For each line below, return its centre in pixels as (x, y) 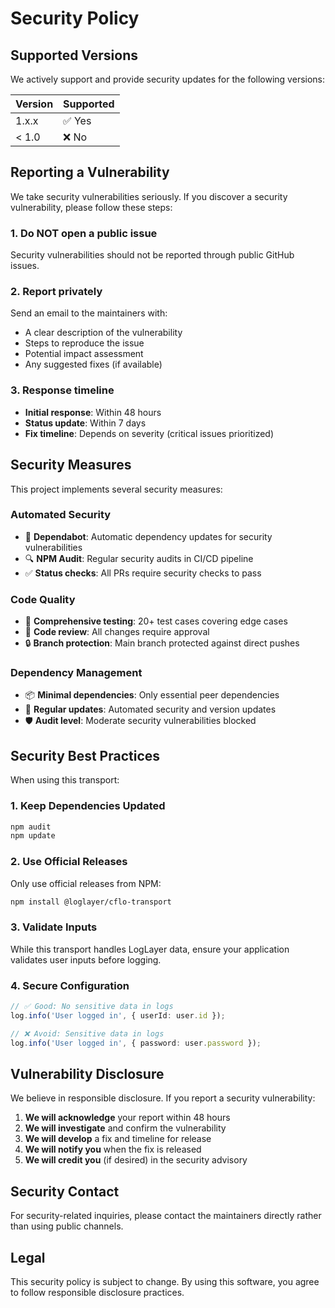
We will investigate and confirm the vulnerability (125, 1128)
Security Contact (65, 1191)
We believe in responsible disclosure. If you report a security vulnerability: (163, 1098)
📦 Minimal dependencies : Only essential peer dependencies (152, 695)
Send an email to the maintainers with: (89, 313)
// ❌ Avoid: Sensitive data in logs (87, 1033)
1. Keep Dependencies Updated (88, 806)
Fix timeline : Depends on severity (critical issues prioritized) (149, 433)
